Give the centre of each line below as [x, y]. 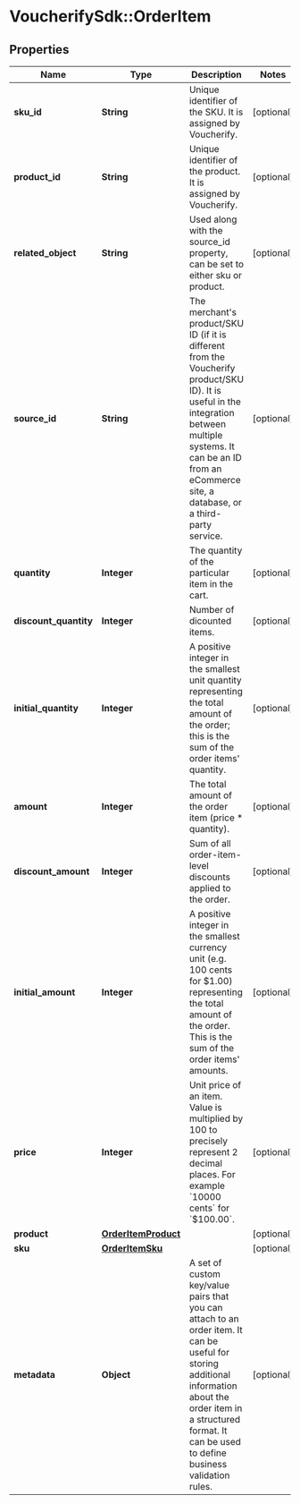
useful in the [215, 402]
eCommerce [215, 480]
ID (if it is [208, 335]
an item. [206, 1096]
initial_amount [45, 992]
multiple [206, 435]
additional [209, 1375]
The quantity [216, 550]
